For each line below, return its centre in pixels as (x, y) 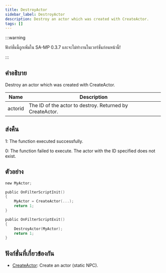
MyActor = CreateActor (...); (44, 202)
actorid (16, 109)
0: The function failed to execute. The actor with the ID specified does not (80, 151)
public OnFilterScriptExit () (35, 219)
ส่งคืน (12, 129)
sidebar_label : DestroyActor (35, 14)
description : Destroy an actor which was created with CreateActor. (77, 19)
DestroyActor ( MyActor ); (39, 229)
